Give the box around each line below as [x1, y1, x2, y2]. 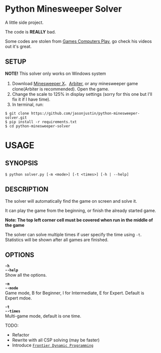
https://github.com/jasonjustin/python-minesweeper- [31, 111, 140, 116]
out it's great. [5, 43, 32, 49]
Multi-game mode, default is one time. [5, 313, 81, 319]
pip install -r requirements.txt [9, 119, 77, 124]
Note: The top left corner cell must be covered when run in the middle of [5, 217, 153, 223]
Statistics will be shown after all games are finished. [5, 237, 109, 243]
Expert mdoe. [5, 295, 32, 301]
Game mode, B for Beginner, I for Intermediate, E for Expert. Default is [5, 290, 145, 296]
